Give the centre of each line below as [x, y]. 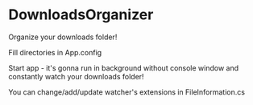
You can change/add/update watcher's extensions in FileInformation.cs [127, 92]
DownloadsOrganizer [81, 15]
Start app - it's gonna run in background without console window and [124, 68]
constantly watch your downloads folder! [76, 76]
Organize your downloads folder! [63, 37]
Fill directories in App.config [55, 52]
